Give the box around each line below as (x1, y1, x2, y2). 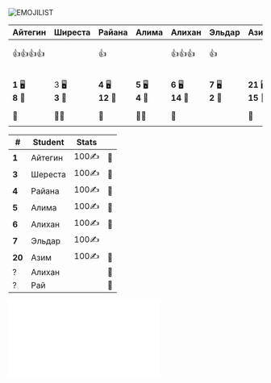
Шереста (31, 169, 67, 180)
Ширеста (53, 27, 91, 38)
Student (32, 137, 65, 148)
